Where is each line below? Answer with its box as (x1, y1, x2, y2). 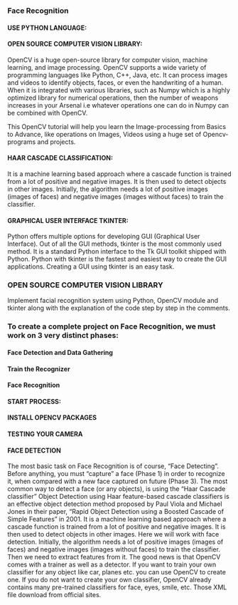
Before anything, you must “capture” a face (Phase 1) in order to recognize (7, 470, 225, 478)
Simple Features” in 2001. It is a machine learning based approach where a (7, 515, 227, 524)
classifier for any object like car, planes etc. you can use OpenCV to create (7, 568, 226, 576)
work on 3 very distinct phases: (7, 331, 119, 341)
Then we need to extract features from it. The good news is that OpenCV (7, 553, 221, 562)
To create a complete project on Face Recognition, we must (7, 321, 216, 331)
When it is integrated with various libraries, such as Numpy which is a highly (7, 86, 231, 94)
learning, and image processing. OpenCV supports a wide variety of (7, 63, 207, 71)
